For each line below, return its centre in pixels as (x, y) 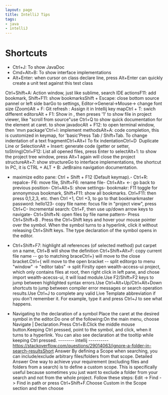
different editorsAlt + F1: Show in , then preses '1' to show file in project (78, 114)
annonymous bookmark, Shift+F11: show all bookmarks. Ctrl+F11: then (84, 193)
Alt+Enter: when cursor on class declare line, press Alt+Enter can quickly (87, 78)
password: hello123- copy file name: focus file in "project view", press (84, 204)
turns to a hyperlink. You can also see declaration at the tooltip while (83, 335)
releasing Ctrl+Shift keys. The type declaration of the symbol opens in (84, 231)
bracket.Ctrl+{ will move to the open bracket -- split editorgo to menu (84, 262)
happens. (22, 304)
